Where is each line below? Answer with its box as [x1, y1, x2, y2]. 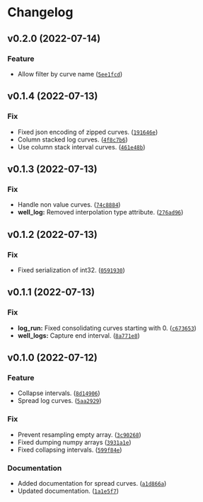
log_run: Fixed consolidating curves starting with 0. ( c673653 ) [17, 324, 197, 332]
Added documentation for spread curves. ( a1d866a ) [17, 479, 167, 487]
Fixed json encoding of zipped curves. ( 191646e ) [17, 127, 158, 136]
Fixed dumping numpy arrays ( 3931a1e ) [17, 438, 132, 446]
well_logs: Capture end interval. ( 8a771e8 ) [17, 331, 140, 340]
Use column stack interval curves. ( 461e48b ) [17, 142, 146, 151]
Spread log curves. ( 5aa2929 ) [17, 397, 102, 405]
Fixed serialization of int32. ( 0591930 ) [17, 266, 125, 274]
